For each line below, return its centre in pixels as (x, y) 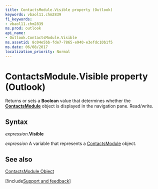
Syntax (16, 122)
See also (19, 159)
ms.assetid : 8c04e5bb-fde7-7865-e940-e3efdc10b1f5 (59, 42)
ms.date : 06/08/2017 (27, 47)
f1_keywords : (19, 19)
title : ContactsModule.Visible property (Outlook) (59, 10)
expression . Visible (24, 134)
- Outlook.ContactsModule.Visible (41, 38)
